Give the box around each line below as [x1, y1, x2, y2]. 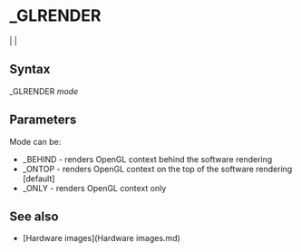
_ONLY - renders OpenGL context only [22, 182, 167, 193]
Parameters [9, 112, 77, 128]
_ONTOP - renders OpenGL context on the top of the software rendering [22, 163, 293, 174]
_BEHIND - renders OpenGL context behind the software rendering [22, 153, 273, 164]
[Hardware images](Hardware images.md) [22, 233, 181, 244]
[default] [22, 173, 55, 184]
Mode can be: [9, 136, 62, 147]
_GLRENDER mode [9, 85, 79, 96]
